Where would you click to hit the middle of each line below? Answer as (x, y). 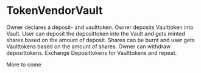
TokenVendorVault (55, 11)
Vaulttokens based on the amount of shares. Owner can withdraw (89, 46)
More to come (24, 65)
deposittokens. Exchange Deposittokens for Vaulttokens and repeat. (92, 52)
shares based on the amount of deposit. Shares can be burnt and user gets (100, 40)
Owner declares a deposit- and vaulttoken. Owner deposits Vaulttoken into (100, 27)
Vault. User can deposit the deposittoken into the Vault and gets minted (96, 33)
